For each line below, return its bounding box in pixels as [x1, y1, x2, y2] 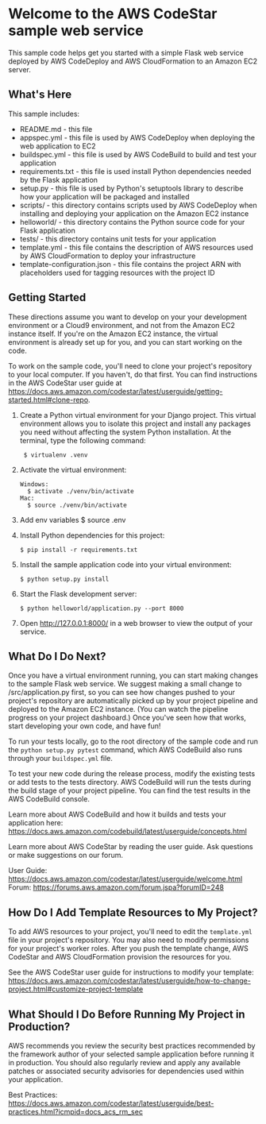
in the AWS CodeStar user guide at [8, 378, 122, 388]
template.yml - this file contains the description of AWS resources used [19, 242, 254, 252]
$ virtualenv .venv [23, 450, 88, 459]
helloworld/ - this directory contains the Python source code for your [19, 217, 245, 226]
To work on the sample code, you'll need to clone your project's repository [8, 361, 253, 370]
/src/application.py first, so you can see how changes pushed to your [8, 688, 236, 697]
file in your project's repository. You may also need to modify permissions [8, 935, 249, 945]
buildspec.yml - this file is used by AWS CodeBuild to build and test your [19, 149, 257, 159]
